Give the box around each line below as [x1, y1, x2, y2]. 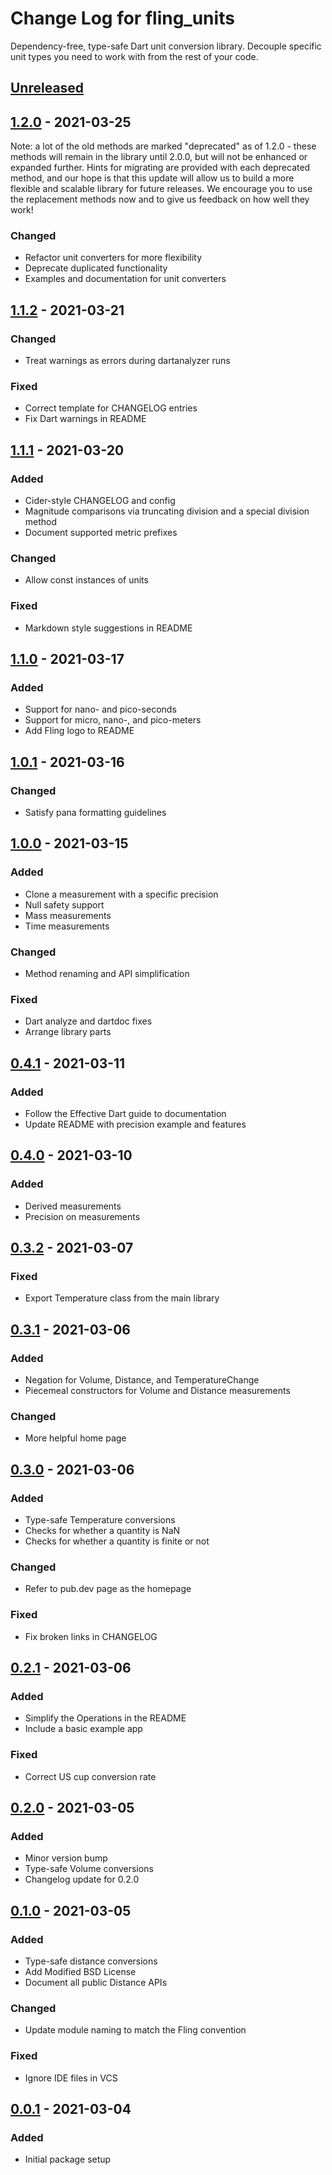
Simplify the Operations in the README [24, 1712, 187, 1724]
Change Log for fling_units [10, 7, 235, 30]
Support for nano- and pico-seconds [24, 703, 177, 716]
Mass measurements [24, 909, 112, 921]
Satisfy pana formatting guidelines [24, 807, 167, 819]
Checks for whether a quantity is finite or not [24, 1535, 210, 1547]
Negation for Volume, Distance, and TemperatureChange [24, 1374, 260, 1386]
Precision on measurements [24, 1210, 141, 1222]
